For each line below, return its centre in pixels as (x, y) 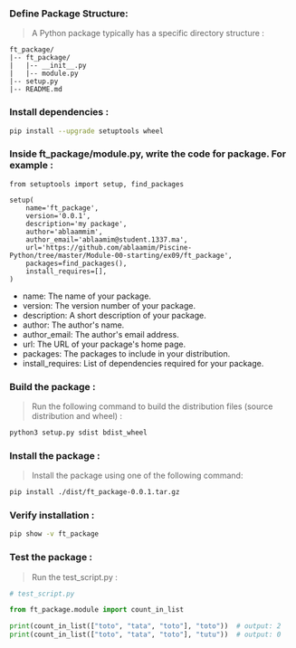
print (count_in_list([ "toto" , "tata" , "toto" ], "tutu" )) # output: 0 (145, 635)
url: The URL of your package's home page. (104, 344)
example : (32, 166)
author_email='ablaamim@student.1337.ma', (107, 239)
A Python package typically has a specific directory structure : (148, 33)
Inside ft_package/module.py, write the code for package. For (148, 154)
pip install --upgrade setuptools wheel (87, 131)
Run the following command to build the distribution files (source (152, 406)
